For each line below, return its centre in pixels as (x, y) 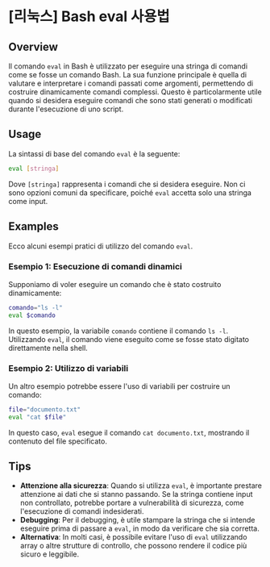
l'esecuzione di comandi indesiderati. (82, 511)
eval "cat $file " (37, 417)
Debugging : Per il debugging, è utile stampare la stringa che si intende (137, 520)
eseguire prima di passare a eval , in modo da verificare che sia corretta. (139, 528)
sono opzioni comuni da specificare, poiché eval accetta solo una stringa (130, 192)
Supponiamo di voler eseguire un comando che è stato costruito (115, 284)
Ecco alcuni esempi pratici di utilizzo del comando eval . (101, 246)
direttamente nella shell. (48, 348)
